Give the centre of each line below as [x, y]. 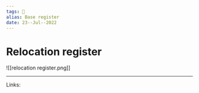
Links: [13, 85]
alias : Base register [33, 17]
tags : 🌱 [16, 11]
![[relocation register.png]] [38, 68]
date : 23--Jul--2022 [32, 22]
